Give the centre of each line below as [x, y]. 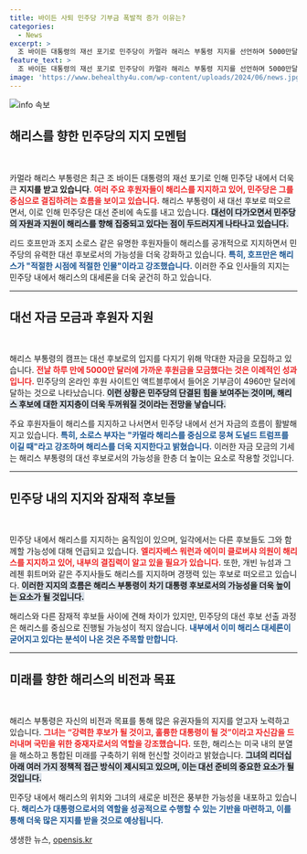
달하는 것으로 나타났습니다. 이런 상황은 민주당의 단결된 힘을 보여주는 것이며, [143, 393]
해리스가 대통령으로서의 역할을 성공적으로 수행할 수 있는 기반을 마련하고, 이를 [156, 809]
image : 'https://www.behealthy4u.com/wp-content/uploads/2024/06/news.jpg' [157, 78]
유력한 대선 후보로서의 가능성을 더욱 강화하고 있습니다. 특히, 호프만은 [155, 254]
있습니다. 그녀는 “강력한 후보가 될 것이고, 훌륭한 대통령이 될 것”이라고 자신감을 [148, 732]
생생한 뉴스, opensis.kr [51, 839]
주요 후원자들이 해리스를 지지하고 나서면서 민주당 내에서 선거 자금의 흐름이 [141, 424]
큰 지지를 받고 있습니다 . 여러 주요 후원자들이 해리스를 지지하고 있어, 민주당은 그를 [152, 189]
